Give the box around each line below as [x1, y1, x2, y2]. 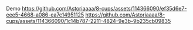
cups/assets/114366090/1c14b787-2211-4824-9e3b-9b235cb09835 [6, 18, 171, 24]
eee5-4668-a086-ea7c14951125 [6, 11, 84, 18]
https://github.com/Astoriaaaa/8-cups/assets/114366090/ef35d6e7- [21, 5, 187, 12]
